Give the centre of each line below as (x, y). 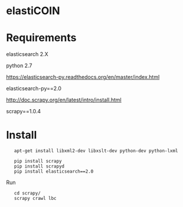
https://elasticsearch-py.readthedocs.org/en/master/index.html (83, 77)
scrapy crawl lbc (35, 199)
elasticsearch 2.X (27, 54)
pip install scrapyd (39, 166)
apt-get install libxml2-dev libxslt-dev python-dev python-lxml (96, 151)
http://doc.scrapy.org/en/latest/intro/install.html (64, 100)
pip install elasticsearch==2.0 (54, 172)
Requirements (41, 38)
